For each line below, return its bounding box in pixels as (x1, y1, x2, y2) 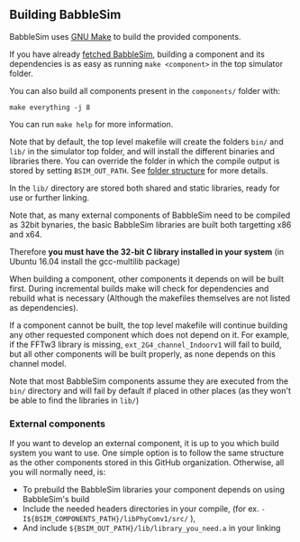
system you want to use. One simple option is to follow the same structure (9, 447, 285, 459)
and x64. (9, 229, 42, 239)
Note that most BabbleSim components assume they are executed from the (9, 375, 289, 387)
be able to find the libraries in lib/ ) (9, 395, 140, 406)
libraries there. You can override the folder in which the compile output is (9, 155, 280, 166)
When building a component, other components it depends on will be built (9, 273, 285, 284)
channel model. (9, 358, 67, 369)
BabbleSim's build (22, 494, 90, 505)
